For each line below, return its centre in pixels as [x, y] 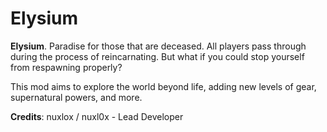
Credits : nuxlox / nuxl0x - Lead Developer [97, 116]
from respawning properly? [66, 67]
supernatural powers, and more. [76, 97]
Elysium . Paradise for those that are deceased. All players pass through [158, 46]
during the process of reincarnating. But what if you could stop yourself [157, 56]
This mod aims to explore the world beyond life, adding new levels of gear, [163, 86]
